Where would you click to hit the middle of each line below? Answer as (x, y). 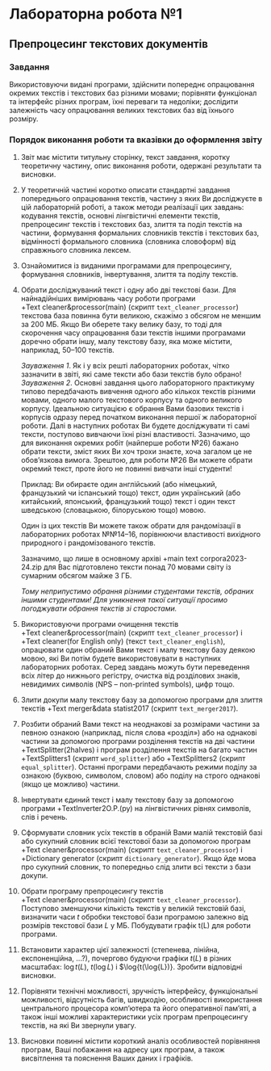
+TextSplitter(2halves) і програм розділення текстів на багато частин (139, 750)
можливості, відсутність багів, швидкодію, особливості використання (142, 1000)
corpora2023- (223, 559)
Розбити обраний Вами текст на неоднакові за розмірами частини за (140, 724)
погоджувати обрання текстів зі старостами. (99, 609)
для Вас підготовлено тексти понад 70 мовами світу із (138, 567)
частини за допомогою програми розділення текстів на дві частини (138, 741)
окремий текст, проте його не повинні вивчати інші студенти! (126, 468)
